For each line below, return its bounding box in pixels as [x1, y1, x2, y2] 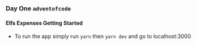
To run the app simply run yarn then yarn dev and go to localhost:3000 [14, 33, 192, 40]
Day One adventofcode [5, 4, 71, 13]
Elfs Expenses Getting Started [5, 19, 83, 27]
